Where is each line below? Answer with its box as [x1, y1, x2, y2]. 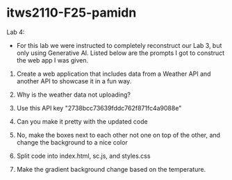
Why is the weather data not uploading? [16, 90, 131, 99]
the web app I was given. [16, 56, 88, 64]
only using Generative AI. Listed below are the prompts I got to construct [16, 49, 225, 57]
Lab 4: [6, 28, 25, 36]
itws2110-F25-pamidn [6, 5, 137, 21]
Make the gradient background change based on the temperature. [16, 165, 206, 173]
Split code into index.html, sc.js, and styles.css [16, 152, 151, 160]
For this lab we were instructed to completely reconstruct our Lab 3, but [16, 41, 222, 49]
